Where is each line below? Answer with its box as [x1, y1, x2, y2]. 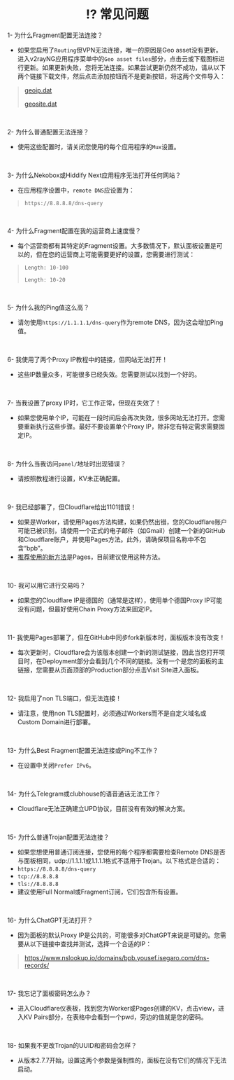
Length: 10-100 [24, 264, 69, 271]
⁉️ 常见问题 [86, 6, 149, 22]
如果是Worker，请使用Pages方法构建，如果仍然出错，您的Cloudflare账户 [17, 518, 228, 526]
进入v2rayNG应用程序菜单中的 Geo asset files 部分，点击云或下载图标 [17, 54, 219, 63]
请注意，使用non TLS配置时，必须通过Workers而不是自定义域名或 [17, 709, 207, 717]
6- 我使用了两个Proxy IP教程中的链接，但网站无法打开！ [7, 355, 168, 364]
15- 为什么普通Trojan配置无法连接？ [7, 833, 110, 841]
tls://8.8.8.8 [17, 880, 59, 887]
